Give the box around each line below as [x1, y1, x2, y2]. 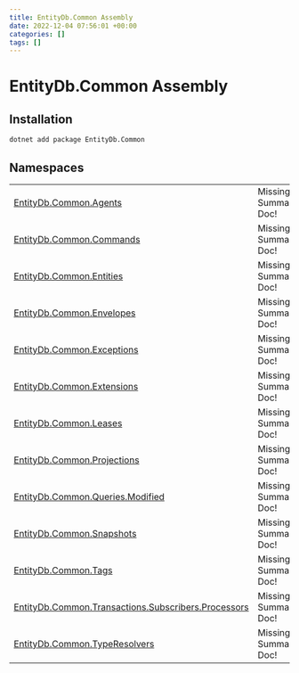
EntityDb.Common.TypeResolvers [13, 637, 155, 650]
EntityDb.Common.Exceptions [13, 343, 139, 356]
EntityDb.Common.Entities [13, 269, 124, 282]
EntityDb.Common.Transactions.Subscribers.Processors [13, 601, 249, 613]
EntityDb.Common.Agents [13, 196, 123, 209]
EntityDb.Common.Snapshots [13, 527, 137, 539]
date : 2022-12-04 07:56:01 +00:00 [9, 21, 138, 30]
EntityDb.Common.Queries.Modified [13, 490, 165, 503]
